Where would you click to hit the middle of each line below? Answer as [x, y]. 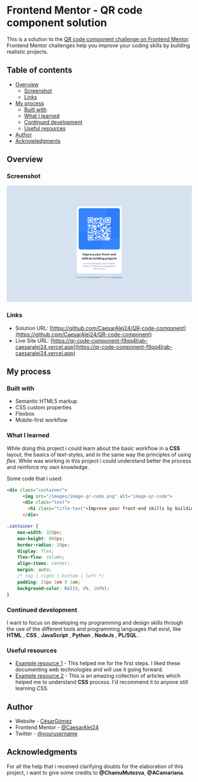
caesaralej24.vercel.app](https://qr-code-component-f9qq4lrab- [94, 347]
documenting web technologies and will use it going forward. [89, 669]
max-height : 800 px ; [41, 538]
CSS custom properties [43, 408]
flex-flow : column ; [41, 557]
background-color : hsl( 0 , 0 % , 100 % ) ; [63, 588]
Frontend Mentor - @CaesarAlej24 [57, 727]
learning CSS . [32, 688]
